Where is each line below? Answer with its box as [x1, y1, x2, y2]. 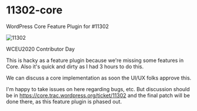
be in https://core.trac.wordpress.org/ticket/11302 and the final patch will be [6, 92, 190, 99]
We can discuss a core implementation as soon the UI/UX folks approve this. [6, 74, 192, 81]
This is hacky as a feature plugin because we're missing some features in [6, 57, 184, 64]
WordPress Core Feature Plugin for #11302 [6, 23, 109, 30]
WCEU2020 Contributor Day [6, 45, 75, 53]
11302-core [6, 4, 63, 17]
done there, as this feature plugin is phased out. [6, 98, 122, 105]
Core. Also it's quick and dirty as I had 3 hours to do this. [6, 63, 144, 70]
